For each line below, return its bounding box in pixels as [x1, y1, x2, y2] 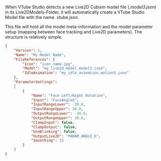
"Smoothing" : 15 [31, 138, 64, 143]
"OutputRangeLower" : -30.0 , [31, 111, 88, 116]
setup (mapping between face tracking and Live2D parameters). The [5, 29, 142, 34]
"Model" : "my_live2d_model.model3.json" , [22, 66, 108, 71]
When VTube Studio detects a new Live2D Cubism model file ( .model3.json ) [5, 4, 157, 10]
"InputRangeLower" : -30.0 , [31, 102, 86, 107]
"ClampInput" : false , [31, 120, 75, 125]
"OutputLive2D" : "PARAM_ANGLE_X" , [31, 133, 101, 139]
